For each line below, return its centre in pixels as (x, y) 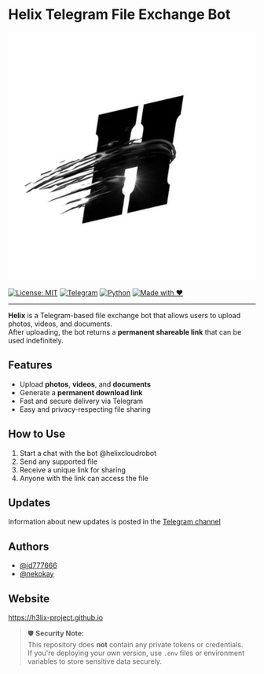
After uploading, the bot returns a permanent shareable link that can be (125, 331)
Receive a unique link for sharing (72, 469)
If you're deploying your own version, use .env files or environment (136, 653)
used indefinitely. (36, 340)
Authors (29, 546)
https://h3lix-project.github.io (56, 617)
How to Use (37, 434)
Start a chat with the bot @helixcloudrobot (88, 453)
